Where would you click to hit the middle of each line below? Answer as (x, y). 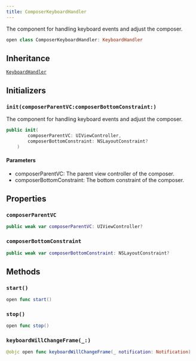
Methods (23, 271)
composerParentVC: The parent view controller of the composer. (95, 174)
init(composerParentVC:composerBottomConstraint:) (81, 107)
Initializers (26, 90)
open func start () (29, 300)
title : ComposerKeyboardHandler (46, 12)
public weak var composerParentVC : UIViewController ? (75, 227)
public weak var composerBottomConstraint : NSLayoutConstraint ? (88, 253)
